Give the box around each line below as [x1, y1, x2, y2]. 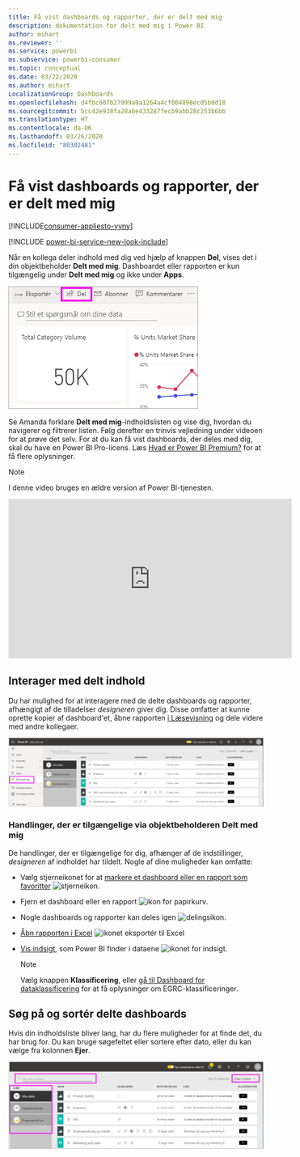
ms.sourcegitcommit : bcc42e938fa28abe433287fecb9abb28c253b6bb [8, 107, 226, 115]
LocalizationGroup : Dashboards [8, 90, 114, 98]
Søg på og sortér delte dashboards [8, 1007, 188, 1021]
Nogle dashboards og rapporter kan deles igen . [19, 912, 226, 922]
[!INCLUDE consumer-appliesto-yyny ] [8, 221, 133, 231]
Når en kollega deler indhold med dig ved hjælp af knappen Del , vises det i [8, 252, 257, 262]
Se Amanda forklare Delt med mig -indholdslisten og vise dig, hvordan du [8, 417, 252, 427]
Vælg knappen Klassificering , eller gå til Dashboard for [19, 975, 205, 985]
